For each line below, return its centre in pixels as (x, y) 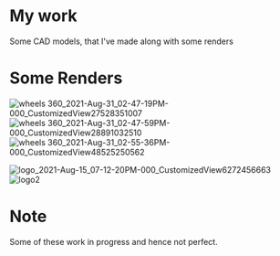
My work (43, 16)
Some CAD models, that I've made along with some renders (122, 41)
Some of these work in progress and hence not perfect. (114, 241)
